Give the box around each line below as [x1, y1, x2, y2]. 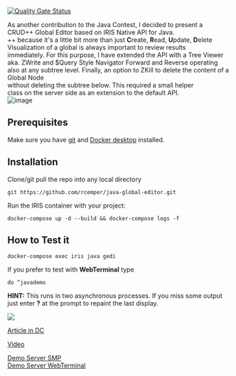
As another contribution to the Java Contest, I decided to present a [7, 21, 203, 28]
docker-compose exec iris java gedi [7, 253, 116, 260]
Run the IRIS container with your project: [7, 201, 126, 210]
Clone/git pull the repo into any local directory [7, 175, 142, 183]
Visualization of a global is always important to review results [7, 43, 186, 51]
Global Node [7, 73, 44, 82]
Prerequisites [7, 117, 68, 129]
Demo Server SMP [7, 354, 62, 362]
